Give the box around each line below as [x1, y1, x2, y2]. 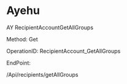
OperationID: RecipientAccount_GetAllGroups [6, 47, 121, 55]
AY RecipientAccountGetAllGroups [6, 24, 94, 31]
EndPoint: [6, 59, 31, 66]
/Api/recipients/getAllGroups [6, 71, 79, 78]
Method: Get [6, 35, 38, 43]
